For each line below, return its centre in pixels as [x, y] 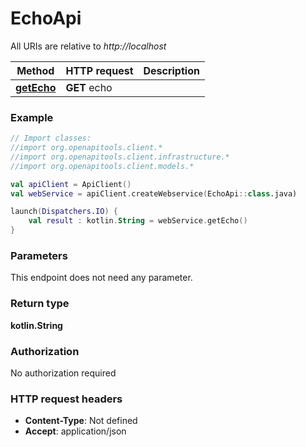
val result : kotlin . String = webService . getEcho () [138, 221]
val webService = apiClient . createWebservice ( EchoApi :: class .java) [154, 193]
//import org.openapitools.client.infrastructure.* [120, 157]
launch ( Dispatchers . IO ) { [64, 212]
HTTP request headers [66, 399]
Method [35, 70]
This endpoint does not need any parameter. [101, 278]
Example [32, 117]
